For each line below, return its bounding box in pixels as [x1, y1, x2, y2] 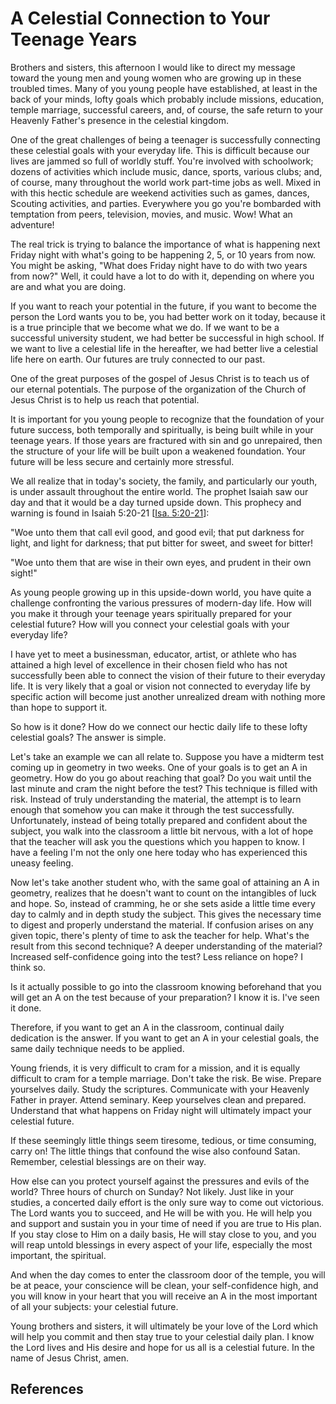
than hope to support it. [10, 701, 108, 713]
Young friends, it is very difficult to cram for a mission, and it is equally [10, 1062, 301, 1074]
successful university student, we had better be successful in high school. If [10, 332, 325, 344]
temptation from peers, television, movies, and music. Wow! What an [10, 208, 293, 220]
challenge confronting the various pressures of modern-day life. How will [10, 597, 312, 609]
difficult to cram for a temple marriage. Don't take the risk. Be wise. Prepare [10, 1072, 322, 1084]
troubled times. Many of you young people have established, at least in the [10, 82, 318, 94]
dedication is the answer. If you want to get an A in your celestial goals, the [10, 1032, 320, 1044]
